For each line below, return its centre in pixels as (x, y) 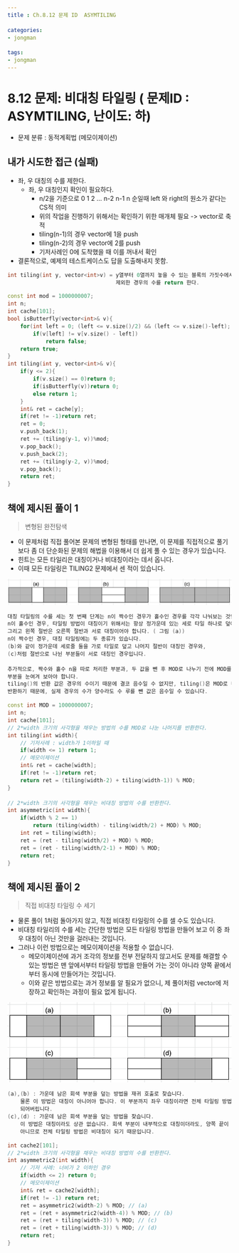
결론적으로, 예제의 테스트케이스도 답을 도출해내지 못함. (93, 261)
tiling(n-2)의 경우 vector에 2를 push (90, 243)
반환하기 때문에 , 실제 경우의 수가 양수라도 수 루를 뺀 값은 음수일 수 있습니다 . (108, 692)
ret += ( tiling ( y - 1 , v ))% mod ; (65, 439)
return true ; (39, 349)
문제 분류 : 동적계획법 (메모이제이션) (67, 137)
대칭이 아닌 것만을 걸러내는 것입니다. (76, 939)
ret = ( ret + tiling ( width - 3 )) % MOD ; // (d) (89, 1228)
